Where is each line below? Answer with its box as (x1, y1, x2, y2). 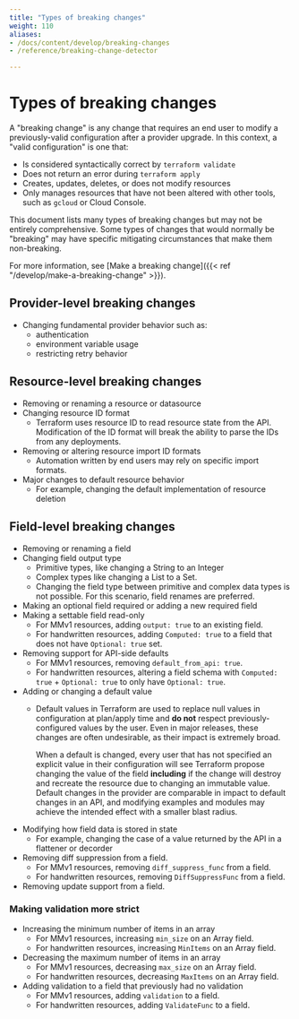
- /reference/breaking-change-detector (9, 47, 158, 56)
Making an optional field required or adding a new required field (21, 600, 258, 610)
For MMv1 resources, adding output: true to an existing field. (35, 619, 264, 630)
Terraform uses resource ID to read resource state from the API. (35, 417, 272, 427)
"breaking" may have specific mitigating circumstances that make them (9, 234, 273, 245)
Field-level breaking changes (9, 519, 176, 534)
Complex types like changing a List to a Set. (35, 571, 198, 583)
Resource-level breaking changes (9, 374, 202, 390)
